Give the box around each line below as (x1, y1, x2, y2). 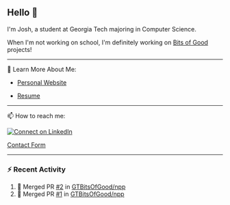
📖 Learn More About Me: (7, 65, 77, 73)
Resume (16, 92, 40, 100)
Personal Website (16, 78, 67, 86)
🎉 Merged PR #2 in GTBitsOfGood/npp (16, 182, 126, 191)
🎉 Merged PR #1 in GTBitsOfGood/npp (16, 190, 125, 198)
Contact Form (7, 141, 46, 149)
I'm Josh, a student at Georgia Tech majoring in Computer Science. (7, 25, 196, 33)
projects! (7, 45, 32, 53)
